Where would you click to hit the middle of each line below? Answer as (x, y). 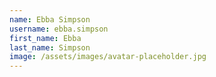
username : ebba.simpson (59, 29)
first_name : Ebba (45, 38)
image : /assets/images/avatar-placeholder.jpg (108, 57)
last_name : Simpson (50, 47)
